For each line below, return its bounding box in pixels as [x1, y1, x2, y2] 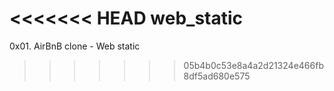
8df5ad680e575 [183, 70, 251, 82]
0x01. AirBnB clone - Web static [9, 40, 141, 52]
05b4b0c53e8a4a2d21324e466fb [183, 59, 324, 71]
